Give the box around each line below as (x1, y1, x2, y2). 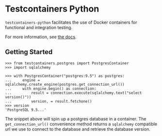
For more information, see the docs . (5, 34, 77, 40)
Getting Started (5, 48, 53, 56)
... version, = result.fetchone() (5, 99, 92, 104)
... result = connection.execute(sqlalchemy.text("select (5, 91, 142, 95)
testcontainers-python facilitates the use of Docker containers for (5, 19, 137, 25)
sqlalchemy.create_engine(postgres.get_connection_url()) (5, 82, 125, 87)
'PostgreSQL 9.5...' (5, 107, 47, 112)
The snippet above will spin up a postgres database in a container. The (5, 116, 146, 121)
